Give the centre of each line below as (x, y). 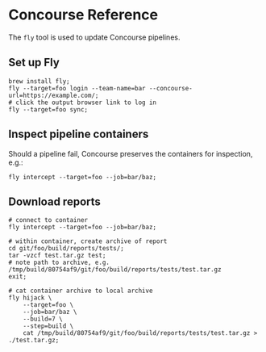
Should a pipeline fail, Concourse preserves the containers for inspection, (131, 153)
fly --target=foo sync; (48, 109)
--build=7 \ (43, 319)
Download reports (54, 201)
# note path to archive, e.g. (59, 263)
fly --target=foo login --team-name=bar (77, 88)
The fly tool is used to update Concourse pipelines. (94, 37)
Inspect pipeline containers (79, 134)
